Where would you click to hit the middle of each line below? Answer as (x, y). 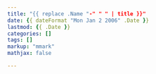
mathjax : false (30, 54)
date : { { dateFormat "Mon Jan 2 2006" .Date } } (78, 20)
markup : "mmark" (31, 47)
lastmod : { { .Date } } (39, 27)
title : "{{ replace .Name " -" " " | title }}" (77, 14)
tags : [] (20, 40)
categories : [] (30, 33)
